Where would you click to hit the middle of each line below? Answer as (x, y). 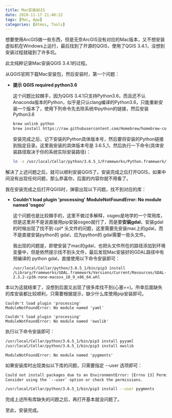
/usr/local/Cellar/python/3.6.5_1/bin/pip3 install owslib (70, 346)
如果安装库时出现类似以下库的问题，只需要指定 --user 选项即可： (74, 365)
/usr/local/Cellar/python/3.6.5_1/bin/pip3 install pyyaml (70, 341)
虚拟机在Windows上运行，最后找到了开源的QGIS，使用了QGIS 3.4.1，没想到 (85, 46)
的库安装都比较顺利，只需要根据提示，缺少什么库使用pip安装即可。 (76, 294)
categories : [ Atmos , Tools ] (35, 24)
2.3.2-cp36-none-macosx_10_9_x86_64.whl (56, 277)
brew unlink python (34, 124)
